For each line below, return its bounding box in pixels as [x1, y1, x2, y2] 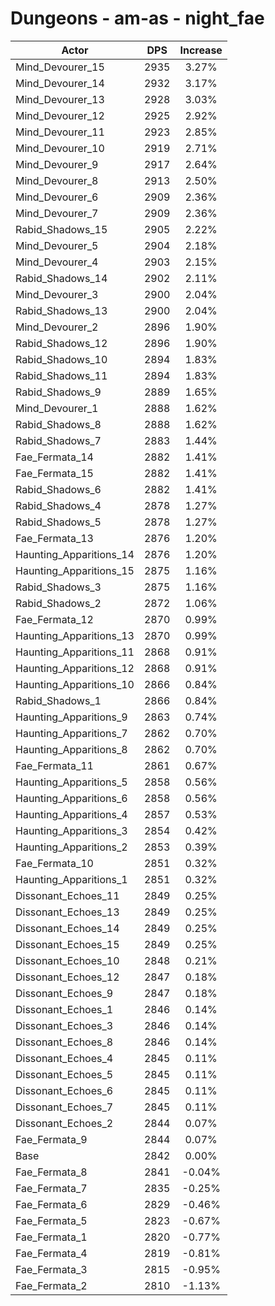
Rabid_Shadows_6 [15, 482, 102, 496]
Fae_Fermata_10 [15, 856, 94, 870]
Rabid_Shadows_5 [15, 515, 102, 529]
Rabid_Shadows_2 [15, 596, 102, 610]
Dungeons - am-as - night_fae [10, 7, 265, 30]
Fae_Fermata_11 [15, 758, 94, 772]
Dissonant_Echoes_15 [15, 937, 120, 951]
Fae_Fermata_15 [15, 466, 94, 480]
